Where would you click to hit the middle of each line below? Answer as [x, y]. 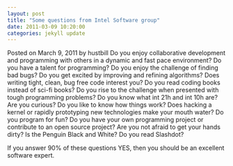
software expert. [31, 156]
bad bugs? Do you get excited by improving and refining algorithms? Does [113, 75]
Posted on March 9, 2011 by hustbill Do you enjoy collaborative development [116, 53]
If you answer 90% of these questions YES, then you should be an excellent [116, 148]
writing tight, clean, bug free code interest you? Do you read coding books [114, 83]
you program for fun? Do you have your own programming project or [105, 120]
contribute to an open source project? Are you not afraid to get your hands [114, 127]
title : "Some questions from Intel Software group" [83, 20]
